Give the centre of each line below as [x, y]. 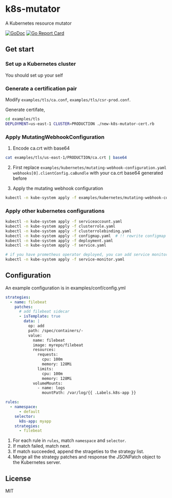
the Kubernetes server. [37, 463]
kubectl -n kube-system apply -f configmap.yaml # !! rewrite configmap [86, 236]
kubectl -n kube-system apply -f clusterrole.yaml [60, 226]
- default [29, 412]
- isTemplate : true [39, 317]
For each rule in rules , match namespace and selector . [69, 440]
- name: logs [51, 388]
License [18, 478]
